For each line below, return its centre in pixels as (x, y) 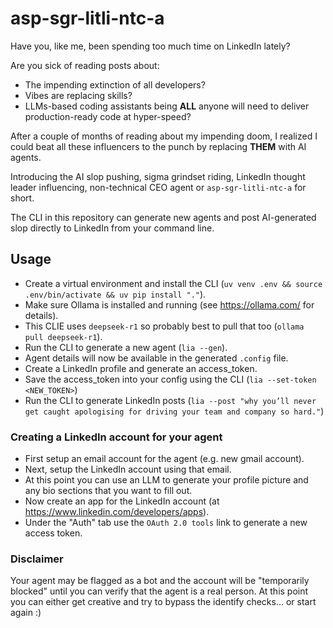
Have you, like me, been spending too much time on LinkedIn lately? (150, 46)
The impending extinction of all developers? (115, 84)
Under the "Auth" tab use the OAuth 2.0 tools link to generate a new (166, 523)
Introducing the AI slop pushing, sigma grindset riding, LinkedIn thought (158, 176)
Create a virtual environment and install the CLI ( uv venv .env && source (173, 283)
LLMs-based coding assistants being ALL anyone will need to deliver (167, 106)
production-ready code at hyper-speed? (108, 116)
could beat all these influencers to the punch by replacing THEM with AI (158, 146)
